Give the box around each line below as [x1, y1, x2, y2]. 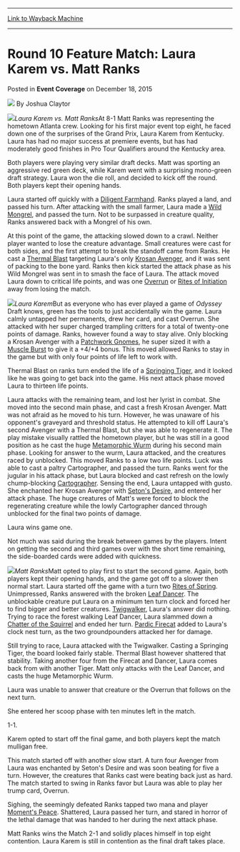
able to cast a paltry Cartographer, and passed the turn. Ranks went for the [7, 463, 229, 472]
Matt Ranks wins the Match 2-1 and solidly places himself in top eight [7, 829, 211, 838]
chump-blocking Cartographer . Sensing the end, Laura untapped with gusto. [7, 478, 233, 487]
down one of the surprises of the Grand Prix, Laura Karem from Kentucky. [7, 129, 224, 138]
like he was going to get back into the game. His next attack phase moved [7, 374, 225, 382]
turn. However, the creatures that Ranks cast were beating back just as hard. [7, 771, 233, 779]
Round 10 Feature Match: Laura [7, 46, 196, 62]
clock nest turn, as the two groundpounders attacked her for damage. [7, 627, 213, 636]
